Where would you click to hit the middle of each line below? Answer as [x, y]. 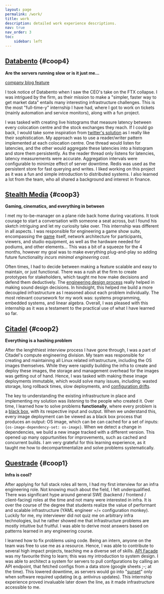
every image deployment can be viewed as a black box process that [73, 417]
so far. [11, 314]
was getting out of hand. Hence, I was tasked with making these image [76, 376]
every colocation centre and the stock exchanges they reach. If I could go [79, 127]
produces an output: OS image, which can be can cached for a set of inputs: [82, 422]
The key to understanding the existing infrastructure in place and [70, 396]
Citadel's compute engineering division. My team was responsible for [75, 355]
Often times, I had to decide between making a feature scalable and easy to [81, 267]
